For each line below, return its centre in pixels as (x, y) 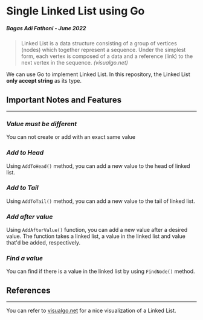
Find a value (25, 258)
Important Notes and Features (64, 100)
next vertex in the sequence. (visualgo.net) (75, 63)
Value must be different (42, 124)
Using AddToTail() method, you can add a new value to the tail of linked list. (101, 201)
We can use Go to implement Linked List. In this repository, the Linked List (98, 74)
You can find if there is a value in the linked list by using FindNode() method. (101, 271)
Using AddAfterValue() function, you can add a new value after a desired (97, 230)
